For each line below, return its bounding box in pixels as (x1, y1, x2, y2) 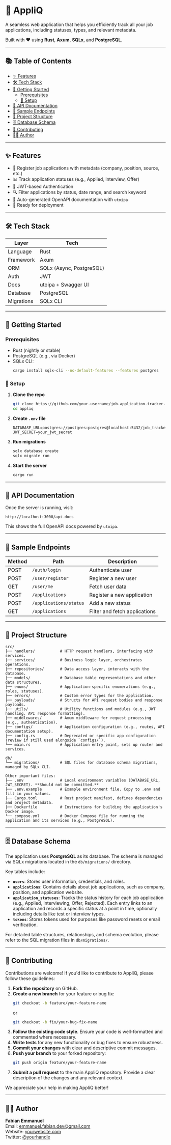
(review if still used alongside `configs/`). (5, 738, 106, 743)
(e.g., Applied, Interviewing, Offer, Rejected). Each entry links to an (12, 900, 153, 906)
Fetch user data (89, 583, 127, 590)
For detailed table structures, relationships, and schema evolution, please (5, 931, 159, 937)
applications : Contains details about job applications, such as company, (12, 883, 165, 890)
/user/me (32, 584, 53, 590)
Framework (8, 257, 35, 264)
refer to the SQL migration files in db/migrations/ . (5, 937, 109, 943)
